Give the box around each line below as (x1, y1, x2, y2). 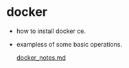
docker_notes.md (16, 53, 66, 62)
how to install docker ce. (16, 27, 86, 35)
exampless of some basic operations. (16, 40, 123, 48)
